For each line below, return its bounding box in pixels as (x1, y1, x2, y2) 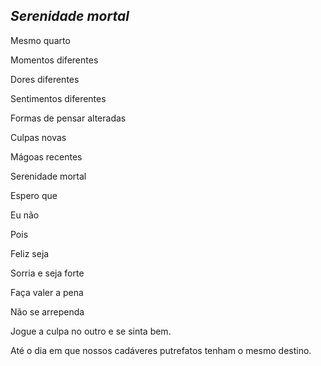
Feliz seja (10, 247, 50, 259)
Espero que (10, 189, 58, 201)
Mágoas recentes (10, 150, 83, 163)
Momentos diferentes (10, 54, 99, 66)
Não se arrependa (10, 305, 85, 318)
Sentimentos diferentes (10, 92, 107, 104)
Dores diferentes (10, 73, 80, 85)
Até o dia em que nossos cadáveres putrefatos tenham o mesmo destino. (10, 344, 312, 356)
